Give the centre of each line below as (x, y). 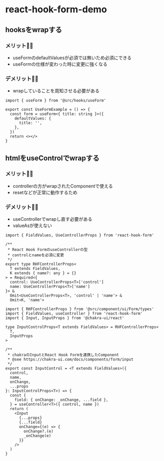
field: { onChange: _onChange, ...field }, (62, 400)
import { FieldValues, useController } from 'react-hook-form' (74, 314)
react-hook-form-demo (56, 9)
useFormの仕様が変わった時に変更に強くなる (60, 64)
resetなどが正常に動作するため (45, 192)
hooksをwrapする (34, 30)
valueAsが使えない (32, 226)
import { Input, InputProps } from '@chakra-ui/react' (65, 318)
